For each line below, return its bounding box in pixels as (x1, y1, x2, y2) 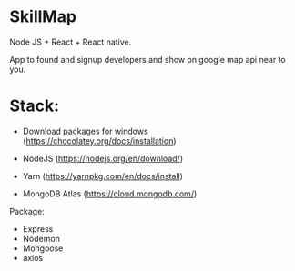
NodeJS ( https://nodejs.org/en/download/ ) (22, 153, 184, 164)
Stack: (9, 95, 60, 116)
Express (22, 223, 54, 234)
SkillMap (9, 6, 77, 27)
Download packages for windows (22, 125, 148, 136)
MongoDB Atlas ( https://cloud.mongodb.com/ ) (22, 188, 198, 199)
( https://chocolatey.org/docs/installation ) (22, 135, 177, 146)
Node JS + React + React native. (9, 36, 132, 47)
